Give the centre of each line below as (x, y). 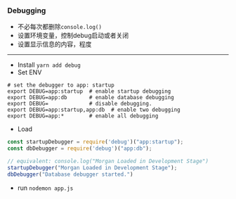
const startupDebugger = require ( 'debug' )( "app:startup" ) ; (96, 142)
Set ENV (29, 72)
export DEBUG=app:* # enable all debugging (83, 116)
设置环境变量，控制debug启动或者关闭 (73, 36)
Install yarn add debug (49, 65)
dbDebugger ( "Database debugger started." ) (70, 174)
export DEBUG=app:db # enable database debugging (91, 98)
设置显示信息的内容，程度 (54, 44)
